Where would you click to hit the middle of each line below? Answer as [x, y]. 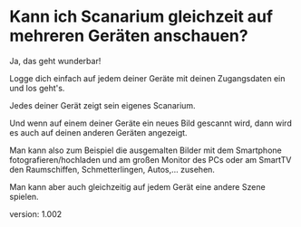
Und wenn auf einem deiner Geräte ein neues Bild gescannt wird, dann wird [150, 123]
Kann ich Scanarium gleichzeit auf [141, 17]
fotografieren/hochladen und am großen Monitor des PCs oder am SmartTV [150, 159]
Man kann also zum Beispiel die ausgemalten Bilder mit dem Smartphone [146, 150]
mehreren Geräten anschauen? [129, 36]
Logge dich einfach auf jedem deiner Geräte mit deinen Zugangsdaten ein [147, 78]
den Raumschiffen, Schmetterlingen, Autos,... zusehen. [112, 169]
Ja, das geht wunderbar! [55, 61]
